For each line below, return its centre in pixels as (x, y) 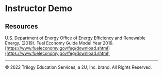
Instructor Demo (39, 8)
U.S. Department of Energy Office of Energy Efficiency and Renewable (75, 38)
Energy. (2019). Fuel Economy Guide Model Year (53, 43)
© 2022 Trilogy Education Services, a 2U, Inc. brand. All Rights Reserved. (79, 67)
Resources (22, 26)
